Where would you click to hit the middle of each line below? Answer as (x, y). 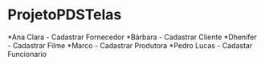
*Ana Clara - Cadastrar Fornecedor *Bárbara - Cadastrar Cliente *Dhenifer (132, 37)
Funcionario (27, 54)
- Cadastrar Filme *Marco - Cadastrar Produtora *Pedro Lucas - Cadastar (130, 45)
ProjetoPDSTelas (65, 15)
